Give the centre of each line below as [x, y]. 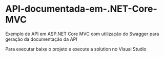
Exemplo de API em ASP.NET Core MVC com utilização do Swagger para [82, 34]
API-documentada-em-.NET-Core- [81, 9]
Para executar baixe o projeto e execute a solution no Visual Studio [76, 49]
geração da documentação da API [42, 39]
